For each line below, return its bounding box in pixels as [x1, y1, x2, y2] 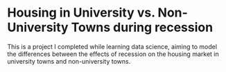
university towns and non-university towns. [7, 57, 131, 65]
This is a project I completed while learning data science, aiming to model [7, 42, 217, 51]
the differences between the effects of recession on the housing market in [7, 50, 220, 58]
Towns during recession [71, 19, 214, 35]
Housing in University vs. [7, 5, 155, 21]
